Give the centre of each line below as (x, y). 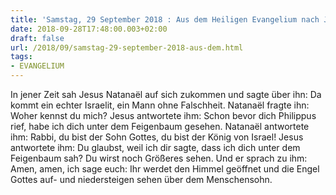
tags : (21, 57)
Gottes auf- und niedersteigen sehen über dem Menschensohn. (141, 179)
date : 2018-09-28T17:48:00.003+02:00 (89, 29)
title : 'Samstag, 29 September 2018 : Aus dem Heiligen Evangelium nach (165, 19)
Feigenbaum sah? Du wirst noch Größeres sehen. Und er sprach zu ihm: (159, 158)
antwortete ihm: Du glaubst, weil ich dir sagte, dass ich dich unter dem (155, 147)
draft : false (37, 38)
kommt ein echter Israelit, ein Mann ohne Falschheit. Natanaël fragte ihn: (160, 105)
